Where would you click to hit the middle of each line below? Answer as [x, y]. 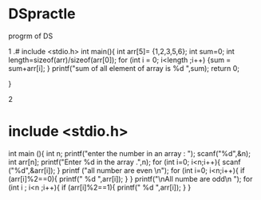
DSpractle [42, 14]
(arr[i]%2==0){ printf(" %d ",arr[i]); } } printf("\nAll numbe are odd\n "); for [130, 178]
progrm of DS [31, 36]
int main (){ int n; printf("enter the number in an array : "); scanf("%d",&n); [130, 153]
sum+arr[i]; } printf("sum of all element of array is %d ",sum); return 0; [124, 68]
